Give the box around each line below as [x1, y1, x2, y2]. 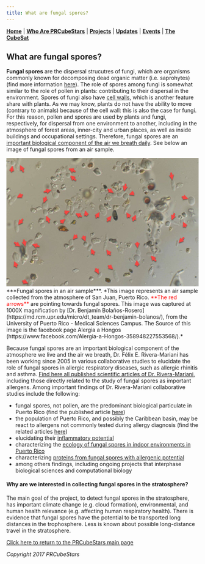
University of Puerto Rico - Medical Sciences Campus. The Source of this [6, 319, 191, 327]
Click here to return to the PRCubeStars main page [6, 538, 134, 546]
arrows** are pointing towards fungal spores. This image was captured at [6, 300, 191, 307]
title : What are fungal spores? [6, 10, 88, 16]
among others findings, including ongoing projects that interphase [15, 460, 182, 467]
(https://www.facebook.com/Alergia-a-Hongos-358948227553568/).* [6, 332, 183, 340]
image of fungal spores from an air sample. [6, 146, 115, 153]
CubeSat [6, 34, 29, 41]
